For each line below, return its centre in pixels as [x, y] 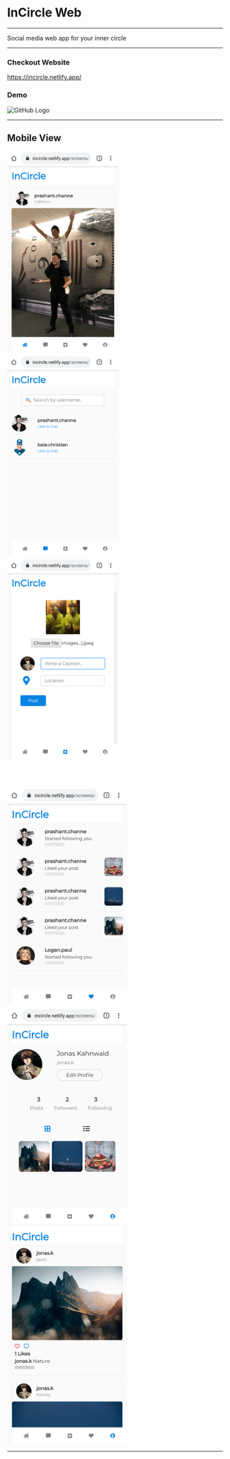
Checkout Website [39, 62]
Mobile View [34, 138]
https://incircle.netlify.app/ [44, 78]
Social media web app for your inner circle [67, 38]
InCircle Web [44, 13]
